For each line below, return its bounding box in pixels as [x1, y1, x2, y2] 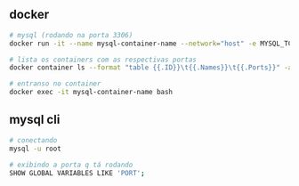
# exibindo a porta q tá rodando [9, 160, 133, 169]
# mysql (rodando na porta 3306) [9, 30, 133, 39]
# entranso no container [9, 79, 101, 88]
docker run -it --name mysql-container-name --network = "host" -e [9, 39, 256, 48]
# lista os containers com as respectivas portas [9, 55, 198, 64]
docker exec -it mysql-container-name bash [9, 88, 174, 97]
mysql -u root [9, 144, 62, 153]
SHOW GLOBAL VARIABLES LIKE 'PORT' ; [9, 168, 145, 177]
